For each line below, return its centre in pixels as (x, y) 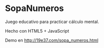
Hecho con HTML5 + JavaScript (37, 31)
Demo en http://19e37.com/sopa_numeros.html (52, 40)
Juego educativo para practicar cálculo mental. (52, 22)
